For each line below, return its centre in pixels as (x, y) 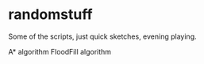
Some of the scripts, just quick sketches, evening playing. (102, 36)
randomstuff (50, 15)
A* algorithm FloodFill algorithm (60, 51)
